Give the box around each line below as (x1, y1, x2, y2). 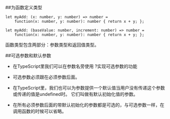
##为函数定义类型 (5, 5, 42, 10)
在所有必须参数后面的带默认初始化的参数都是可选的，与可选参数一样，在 (12, 102, 164, 108)
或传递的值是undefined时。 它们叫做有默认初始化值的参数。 (12, 91, 138, 97)
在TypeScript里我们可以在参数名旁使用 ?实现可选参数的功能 (12, 63, 137, 69)
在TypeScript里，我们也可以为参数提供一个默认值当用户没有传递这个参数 (12, 85, 165, 91)
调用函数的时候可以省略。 (12, 108, 67, 114)
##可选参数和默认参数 (5, 53, 51, 58)
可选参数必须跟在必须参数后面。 (12, 74, 80, 80)
